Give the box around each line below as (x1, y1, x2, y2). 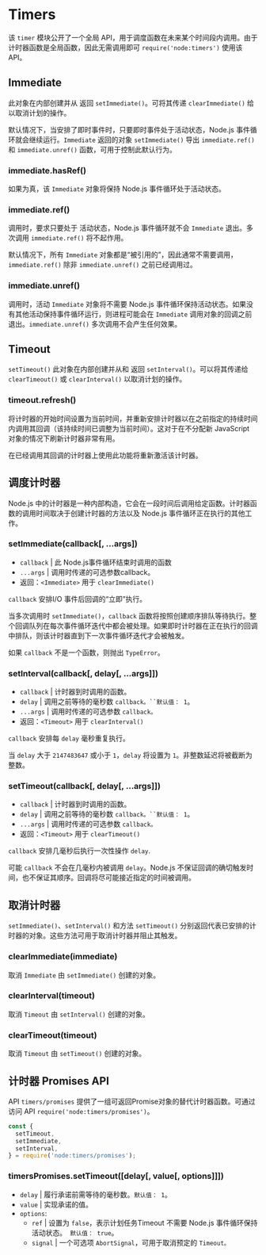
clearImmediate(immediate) (8, 951, 118, 962)
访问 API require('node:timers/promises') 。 (8, 1106, 154, 1115)
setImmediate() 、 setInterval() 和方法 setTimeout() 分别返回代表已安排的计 (8, 921, 257, 931)
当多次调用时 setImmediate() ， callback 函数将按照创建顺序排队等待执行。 (8, 610, 250, 620)
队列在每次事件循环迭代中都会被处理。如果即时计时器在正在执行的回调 (28, 621, 258, 630)
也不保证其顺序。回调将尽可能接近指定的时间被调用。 (21, 873, 196, 882)
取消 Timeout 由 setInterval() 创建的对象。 (8, 1009, 150, 1019)
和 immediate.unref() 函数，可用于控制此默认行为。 (8, 144, 177, 154)
